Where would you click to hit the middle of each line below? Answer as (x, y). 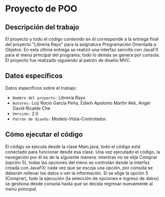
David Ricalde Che (31, 108)
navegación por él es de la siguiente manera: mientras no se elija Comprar (82, 157)
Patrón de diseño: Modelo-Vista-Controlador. (60, 119)
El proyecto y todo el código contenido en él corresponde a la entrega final (82, 39)
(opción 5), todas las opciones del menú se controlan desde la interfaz (78, 162)
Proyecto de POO (41, 9)
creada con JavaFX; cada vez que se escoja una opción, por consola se (79, 168)
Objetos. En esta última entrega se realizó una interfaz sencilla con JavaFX (82, 50)
